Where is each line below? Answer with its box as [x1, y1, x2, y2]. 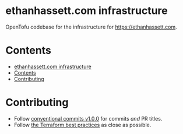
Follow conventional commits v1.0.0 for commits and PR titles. [13, 115, 163, 122]
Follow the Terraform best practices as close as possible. [13, 121, 152, 128]
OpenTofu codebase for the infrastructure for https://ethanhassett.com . [5, 23, 177, 30]
